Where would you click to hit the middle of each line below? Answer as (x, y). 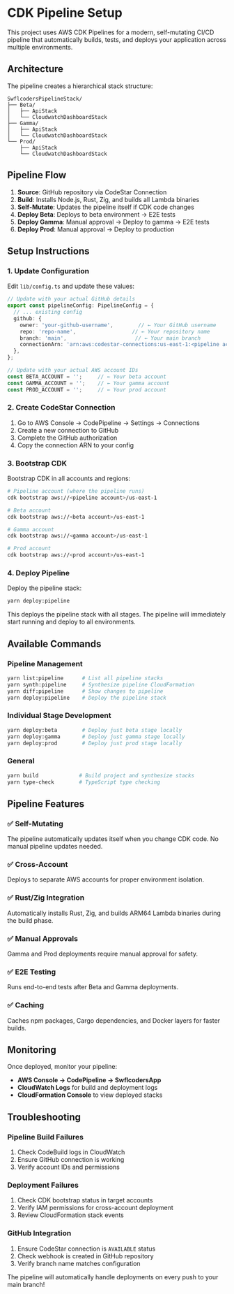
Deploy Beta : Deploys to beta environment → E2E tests (96, 214)
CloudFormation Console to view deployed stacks (90, 1095)
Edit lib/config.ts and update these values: (71, 286)
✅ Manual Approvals (43, 938)
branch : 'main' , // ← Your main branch (110, 338)
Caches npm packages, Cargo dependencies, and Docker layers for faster (114, 1020)
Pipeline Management (45, 663)
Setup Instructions (48, 251)
